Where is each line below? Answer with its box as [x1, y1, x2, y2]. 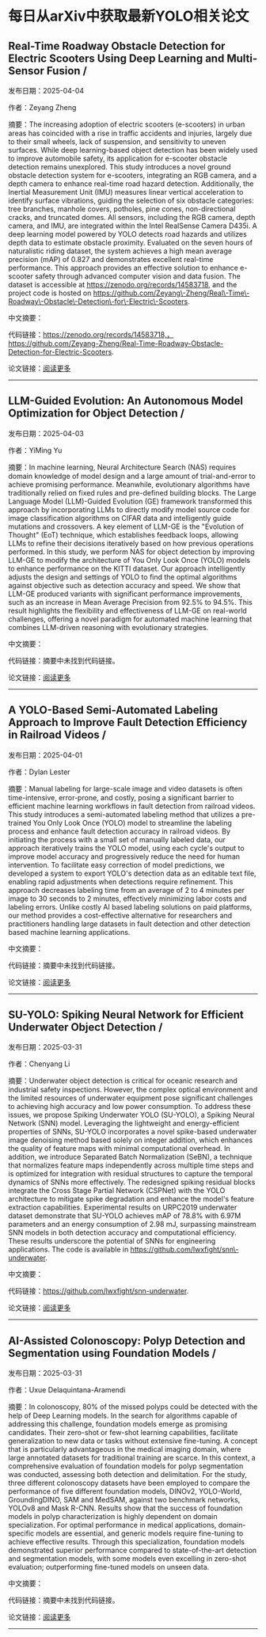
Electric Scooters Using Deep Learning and [8, 51, 225, 65]
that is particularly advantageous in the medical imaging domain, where [8, 1445, 241, 1454]
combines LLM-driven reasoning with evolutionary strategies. [8, 622, 209, 632]
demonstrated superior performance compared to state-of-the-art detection [8, 1545, 257, 1555]
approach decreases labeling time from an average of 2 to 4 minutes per [8, 885, 245, 894]
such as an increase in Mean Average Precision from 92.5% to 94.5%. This [8, 597, 253, 606]
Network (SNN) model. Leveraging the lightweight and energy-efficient [8, 1119, 240, 1128]
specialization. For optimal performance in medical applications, [8, 1521, 217, 1530]
